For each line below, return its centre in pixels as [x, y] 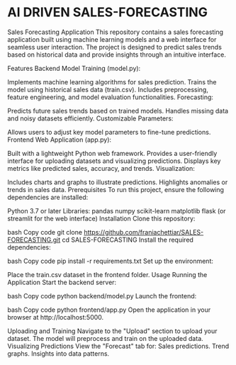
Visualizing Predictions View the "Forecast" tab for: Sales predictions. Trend [118, 346]
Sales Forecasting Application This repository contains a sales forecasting [116, 32]
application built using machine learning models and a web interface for [112, 39]
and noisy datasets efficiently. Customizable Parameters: [90, 118]
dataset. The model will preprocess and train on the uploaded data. [105, 338]
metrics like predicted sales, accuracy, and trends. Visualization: [101, 168]
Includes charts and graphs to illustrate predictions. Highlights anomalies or [118, 182]
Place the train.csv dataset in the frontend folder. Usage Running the [107, 274]
